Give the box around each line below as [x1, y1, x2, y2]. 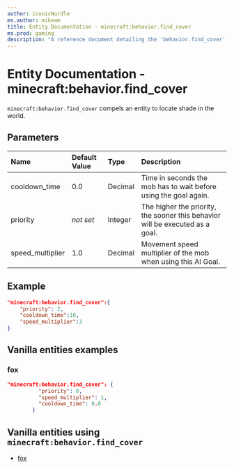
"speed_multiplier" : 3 [19, 318, 82, 325]
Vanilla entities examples [7, 344, 118, 356]
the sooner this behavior [141, 210, 221, 220]
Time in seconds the [141, 172, 208, 182]
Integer [107, 214, 132, 224]
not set [72, 214, 95, 224]
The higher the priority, [141, 202, 217, 211]
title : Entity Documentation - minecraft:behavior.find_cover [7, 23, 192, 30]
